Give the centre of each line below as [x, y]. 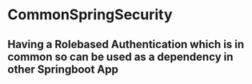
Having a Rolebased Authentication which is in [126, 44]
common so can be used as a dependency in [120, 56]
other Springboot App [63, 69]
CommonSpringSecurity [90, 15]
